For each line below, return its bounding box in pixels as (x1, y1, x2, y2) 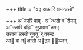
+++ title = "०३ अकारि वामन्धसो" (6, 6, 75, 12)
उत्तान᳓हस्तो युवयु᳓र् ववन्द (6, 31, 54, 38)
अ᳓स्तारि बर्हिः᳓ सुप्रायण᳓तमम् (6, 24, 59, 31)
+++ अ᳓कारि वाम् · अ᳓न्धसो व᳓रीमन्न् (6, 18, 77, 24)
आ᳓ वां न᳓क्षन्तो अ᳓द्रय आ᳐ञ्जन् (6, 37, 68, 44)
